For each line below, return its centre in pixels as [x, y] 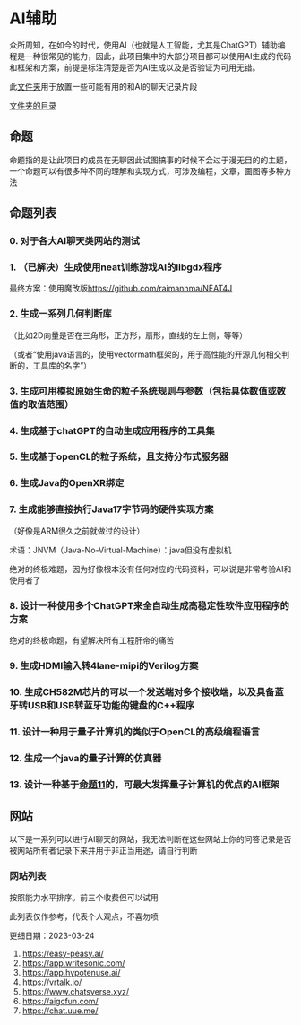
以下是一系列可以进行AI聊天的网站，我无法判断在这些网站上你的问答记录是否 [150, 839]
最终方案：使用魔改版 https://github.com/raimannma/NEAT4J [121, 289]
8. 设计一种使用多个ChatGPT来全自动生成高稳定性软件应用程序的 [149, 605]
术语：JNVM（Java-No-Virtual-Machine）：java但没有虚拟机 [120, 550]
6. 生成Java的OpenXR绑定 [67, 483]
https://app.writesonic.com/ [73, 963]
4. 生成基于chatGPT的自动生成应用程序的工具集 [112, 430]
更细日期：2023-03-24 [52, 935]
